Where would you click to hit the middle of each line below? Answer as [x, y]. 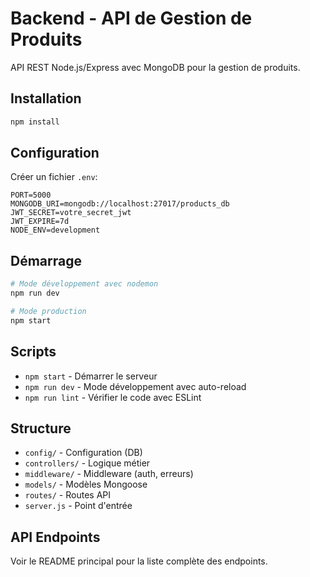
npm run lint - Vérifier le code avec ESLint [113, 397]
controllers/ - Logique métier [87, 463]
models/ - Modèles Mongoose [86, 484]
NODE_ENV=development [55, 230]
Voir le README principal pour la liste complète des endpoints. [139, 561]
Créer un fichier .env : [54, 177]
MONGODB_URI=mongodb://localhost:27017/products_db [120, 204]
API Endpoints [55, 537]
